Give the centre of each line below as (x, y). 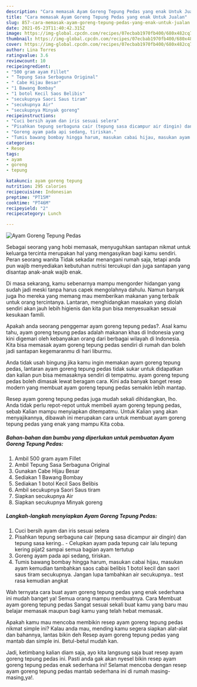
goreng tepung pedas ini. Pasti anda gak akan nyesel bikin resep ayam (91, 659)
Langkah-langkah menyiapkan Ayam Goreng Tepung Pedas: (81, 516)
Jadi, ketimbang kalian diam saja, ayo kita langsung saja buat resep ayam (95, 653)
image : (14, 34)
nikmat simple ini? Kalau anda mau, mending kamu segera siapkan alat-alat (97, 629)
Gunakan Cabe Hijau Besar (47, 471)
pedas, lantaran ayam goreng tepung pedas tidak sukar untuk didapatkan (94, 369)
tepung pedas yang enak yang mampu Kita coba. (65, 424)
